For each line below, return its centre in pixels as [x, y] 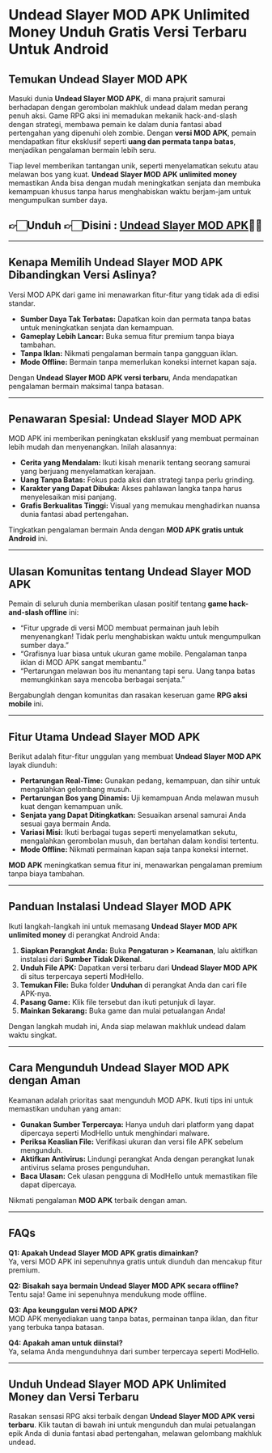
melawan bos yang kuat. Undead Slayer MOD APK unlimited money [123, 174]
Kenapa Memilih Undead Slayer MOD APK [116, 263]
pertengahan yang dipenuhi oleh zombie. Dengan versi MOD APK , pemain [132, 133]
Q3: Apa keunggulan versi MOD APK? [73, 1310]
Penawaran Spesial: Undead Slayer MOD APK [125, 419]
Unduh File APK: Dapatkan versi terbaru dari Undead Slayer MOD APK [138, 968]
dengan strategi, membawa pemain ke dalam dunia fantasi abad [115, 124]
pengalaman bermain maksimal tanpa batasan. [86, 386]
